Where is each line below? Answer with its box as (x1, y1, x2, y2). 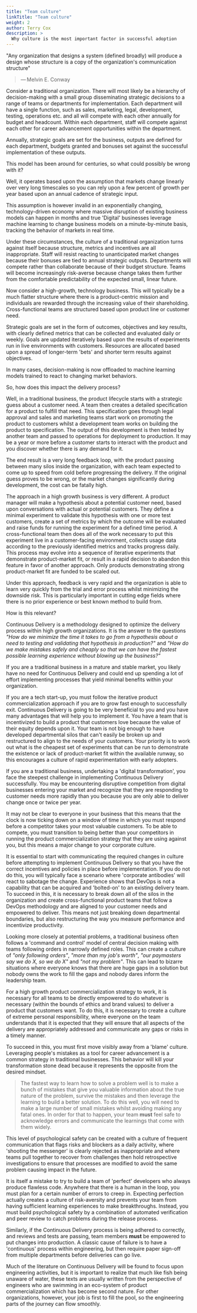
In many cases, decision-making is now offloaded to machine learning (6, 366, 176, 373)
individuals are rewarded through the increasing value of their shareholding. (6, 299, 189, 306)
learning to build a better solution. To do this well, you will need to (20, 1098, 179, 1105)
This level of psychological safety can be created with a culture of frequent (6, 1135, 188, 1142)
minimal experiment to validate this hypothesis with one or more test (6, 512, 171, 518)
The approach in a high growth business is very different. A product (6, 493, 170, 500)
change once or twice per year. (6, 799, 82, 806)
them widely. (20, 1124, 52, 1130)
